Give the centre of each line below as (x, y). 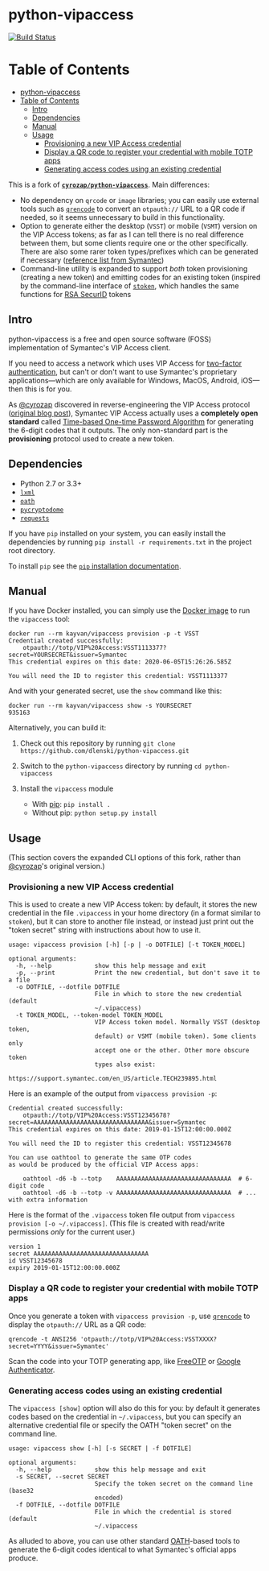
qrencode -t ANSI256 (43, 1339)
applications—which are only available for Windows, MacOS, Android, (124, 380)
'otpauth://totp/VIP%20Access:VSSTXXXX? (149, 1339)
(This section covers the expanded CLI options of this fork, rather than (124, 858)
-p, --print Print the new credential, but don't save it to (138, 973)
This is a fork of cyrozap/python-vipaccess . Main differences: (109, 184)
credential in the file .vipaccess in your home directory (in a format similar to (134, 913)
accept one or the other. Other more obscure (172, 1051)
